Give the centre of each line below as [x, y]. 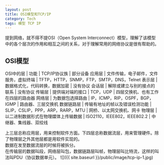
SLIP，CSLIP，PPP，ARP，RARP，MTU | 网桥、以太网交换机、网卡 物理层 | [81, 110]
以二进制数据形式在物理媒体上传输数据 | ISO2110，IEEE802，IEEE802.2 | [78, 117]
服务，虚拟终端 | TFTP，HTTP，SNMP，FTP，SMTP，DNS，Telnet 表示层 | [81, 80]
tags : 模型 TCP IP [23, 23]
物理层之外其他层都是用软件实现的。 [45, 139]
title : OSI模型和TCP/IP [28, 14]
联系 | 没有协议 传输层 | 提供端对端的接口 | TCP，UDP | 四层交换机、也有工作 [82, 92]
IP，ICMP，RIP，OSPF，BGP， [122, 98]
